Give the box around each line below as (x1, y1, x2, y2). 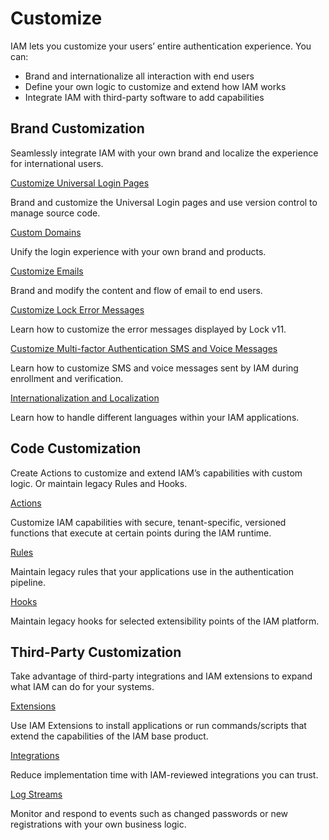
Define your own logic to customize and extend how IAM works (24, 80, 287, 92)
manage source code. (10, 207, 101, 219)
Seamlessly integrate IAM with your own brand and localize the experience (10, 147, 319, 159)
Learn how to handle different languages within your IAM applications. (10, 411, 300, 423)
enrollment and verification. (10, 372, 124, 384)
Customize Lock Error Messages (10, 303, 145, 316)
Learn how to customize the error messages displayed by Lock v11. (10, 323, 287, 335)
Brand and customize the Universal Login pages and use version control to (10, 196, 318, 208)
